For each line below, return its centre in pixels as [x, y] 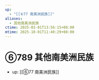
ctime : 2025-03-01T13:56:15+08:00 [40, 28]
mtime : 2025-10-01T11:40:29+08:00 [40, 32]
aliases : [14, 18]
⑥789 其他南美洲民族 [49, 57]
